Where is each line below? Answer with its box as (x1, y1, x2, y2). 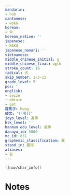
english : (5, 89, 23, 93)
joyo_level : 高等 (5, 115, 39, 121)
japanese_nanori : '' (5, 48, 47, 53)
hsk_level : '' (5, 120, 34, 125)
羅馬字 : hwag (5, 106, 29, 112)
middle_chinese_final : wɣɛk (5, 61, 62, 66)
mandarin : (5, 7, 25, 12)
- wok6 (5, 20, 18, 26)
